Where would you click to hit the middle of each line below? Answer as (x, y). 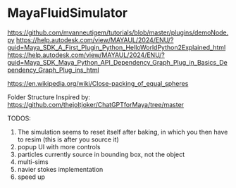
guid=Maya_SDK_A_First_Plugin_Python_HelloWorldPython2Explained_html (117, 47)
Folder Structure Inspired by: (49, 97)
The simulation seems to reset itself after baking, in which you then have (123, 132)
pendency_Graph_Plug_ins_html (54, 70)
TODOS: (19, 118)
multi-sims (33, 162)
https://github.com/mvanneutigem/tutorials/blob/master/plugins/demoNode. (118, 32)
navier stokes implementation (60, 169)
